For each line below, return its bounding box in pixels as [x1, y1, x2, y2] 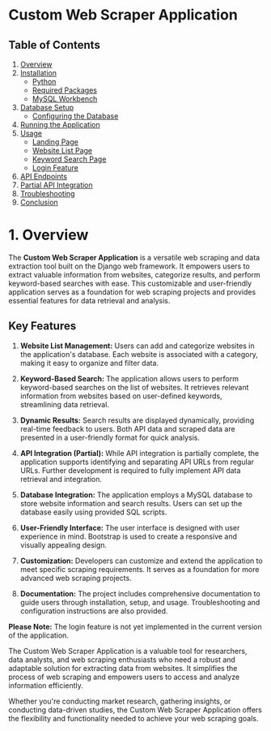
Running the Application [19, 120, 100, 129]
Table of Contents [8, 38, 101, 52]
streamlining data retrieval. [19, 399, 109, 409]
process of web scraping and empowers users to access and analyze [8, 672, 240, 682]
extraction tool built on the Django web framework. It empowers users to [8, 261, 251, 271]
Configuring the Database [32, 111, 119, 121]
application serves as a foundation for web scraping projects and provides [8, 286, 256, 297]
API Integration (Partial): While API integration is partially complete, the [19, 448, 260, 458]
